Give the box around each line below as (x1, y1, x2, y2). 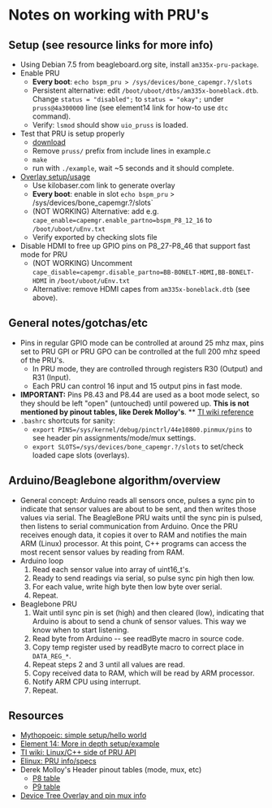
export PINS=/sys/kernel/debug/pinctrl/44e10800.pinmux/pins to (32, 424, 253, 434)
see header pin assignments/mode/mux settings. (32, 432, 196, 442)
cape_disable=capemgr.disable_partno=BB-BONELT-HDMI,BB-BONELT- (32, 268, 255, 276)
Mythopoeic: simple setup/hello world (19, 730, 148, 741)
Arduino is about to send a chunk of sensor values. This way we (32, 616, 247, 626)
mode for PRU (19, 250, 67, 259)
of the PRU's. (19, 355, 65, 365)
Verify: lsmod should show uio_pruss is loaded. (32, 120, 188, 129)
